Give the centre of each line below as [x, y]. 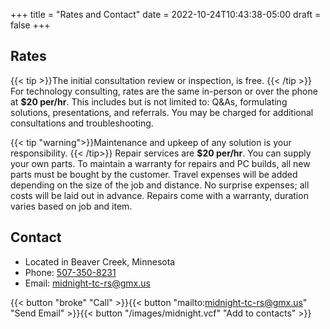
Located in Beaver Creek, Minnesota [100, 261]
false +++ [30, 25]
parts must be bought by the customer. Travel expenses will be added [154, 174]
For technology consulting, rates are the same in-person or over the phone [164, 91]
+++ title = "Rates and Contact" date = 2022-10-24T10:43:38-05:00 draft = [166, 14]
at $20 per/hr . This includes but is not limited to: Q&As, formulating [149, 101]
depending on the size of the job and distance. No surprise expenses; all [160, 185]
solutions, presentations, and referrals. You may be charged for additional [162, 112]
